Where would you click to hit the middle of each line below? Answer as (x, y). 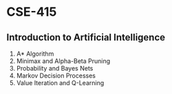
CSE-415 (32, 12)
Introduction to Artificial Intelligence (86, 37)
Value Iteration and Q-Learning (60, 83)
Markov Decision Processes (56, 75)
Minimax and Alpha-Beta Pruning (63, 61)
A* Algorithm (35, 54)
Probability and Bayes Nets (55, 68)
